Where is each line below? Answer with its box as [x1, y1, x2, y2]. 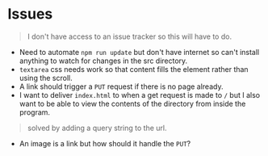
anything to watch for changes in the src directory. [19, 56, 188, 65]
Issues [7, 5, 53, 23]
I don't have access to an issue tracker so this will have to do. [27, 32, 232, 41]
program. [19, 107, 50, 117]
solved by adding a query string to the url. [27, 123, 167, 133]
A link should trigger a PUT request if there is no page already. [19, 82, 224, 91]
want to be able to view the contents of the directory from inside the [19, 99, 246, 108]
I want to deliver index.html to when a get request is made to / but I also [19, 90, 260, 99]
